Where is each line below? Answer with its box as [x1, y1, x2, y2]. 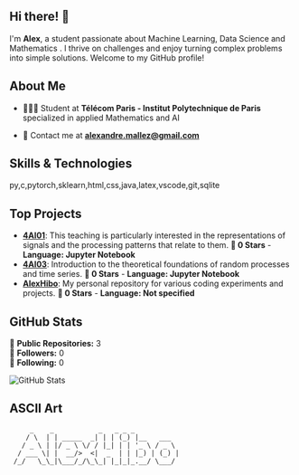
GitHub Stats [9, 314, 83, 329]
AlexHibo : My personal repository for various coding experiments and [22, 278, 284, 290]
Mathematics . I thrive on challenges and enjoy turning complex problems [9, 43, 283, 53]
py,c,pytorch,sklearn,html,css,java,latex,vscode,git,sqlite [9, 180, 220, 191]
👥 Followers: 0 [9, 347, 65, 358]
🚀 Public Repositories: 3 [9, 338, 101, 349]
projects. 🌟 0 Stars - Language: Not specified [22, 288, 195, 299]
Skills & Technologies [9, 156, 133, 172]
